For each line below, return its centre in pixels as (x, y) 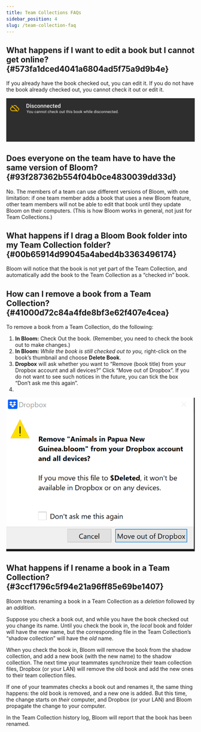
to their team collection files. (41, 675)
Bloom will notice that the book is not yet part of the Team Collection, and (97, 269)
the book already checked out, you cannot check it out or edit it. (85, 90)
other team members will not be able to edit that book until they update (94, 204)
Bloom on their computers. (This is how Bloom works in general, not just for (99, 211)
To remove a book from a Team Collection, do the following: (80, 327)
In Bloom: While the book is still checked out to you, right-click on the (100, 351)
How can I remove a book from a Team (79, 294)
